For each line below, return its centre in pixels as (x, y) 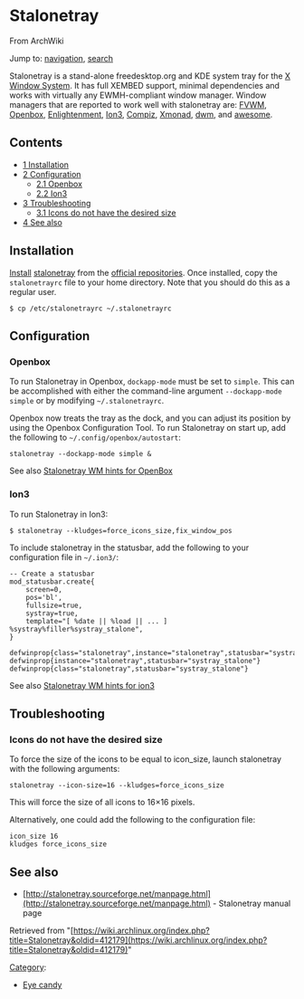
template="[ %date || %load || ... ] (97, 621)
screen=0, (44, 589)
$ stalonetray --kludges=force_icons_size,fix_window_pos (121, 530)
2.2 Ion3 (52, 193)
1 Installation (46, 165)
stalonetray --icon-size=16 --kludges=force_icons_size (117, 785)
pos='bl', (44, 597)
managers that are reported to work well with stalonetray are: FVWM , (138, 104)
